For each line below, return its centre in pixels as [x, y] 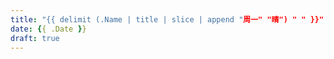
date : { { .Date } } [48, 29]
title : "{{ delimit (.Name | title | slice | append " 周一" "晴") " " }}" [167, 19]
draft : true [35, 38]
